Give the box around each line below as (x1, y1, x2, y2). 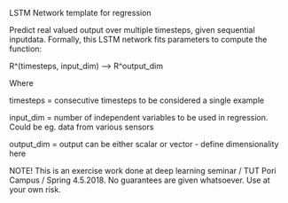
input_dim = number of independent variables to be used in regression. (9, 113, 269, 122)
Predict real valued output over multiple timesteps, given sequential (9, 25, 255, 35)
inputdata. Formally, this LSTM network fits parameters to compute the (9, 35, 268, 44)
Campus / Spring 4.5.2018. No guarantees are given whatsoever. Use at (9, 175, 270, 185)
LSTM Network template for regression (9, 8, 152, 18)
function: (9, 43, 43, 54)
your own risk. (9, 184, 62, 194)
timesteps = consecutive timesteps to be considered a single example (9, 95, 264, 105)
